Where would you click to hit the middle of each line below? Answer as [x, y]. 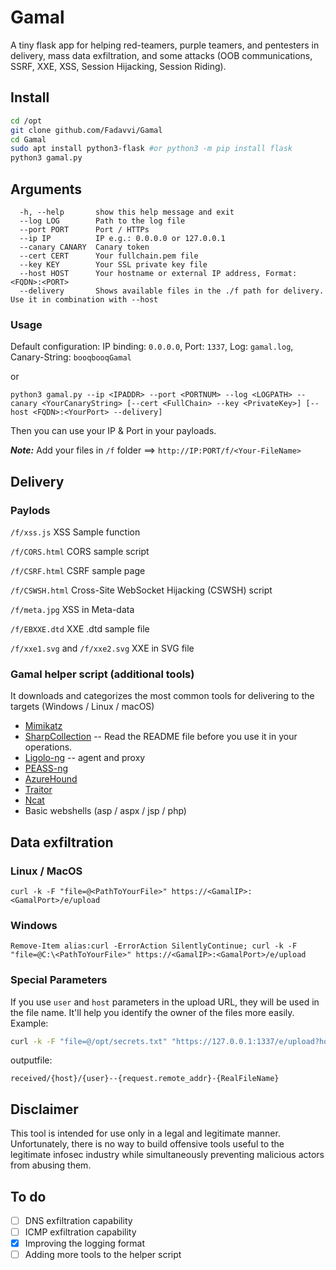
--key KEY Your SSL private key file [113, 264]
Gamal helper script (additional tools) [102, 674]
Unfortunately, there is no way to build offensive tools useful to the [147, 1144]
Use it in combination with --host [84, 299]
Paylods [30, 510]
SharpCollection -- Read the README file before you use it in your [161, 737]
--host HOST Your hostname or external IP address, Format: [158, 273]
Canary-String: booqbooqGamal [71, 357]
